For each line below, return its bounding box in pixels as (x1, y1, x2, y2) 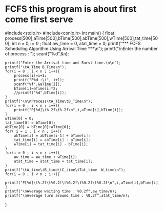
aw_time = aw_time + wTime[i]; (14, 154, 78, 160)
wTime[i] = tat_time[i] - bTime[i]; (14, 141, 89, 146)
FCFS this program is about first (5, 3, 137, 15)
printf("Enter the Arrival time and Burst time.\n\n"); (5, 60, 121, 65)
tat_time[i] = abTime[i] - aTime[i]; (14, 137, 91, 142)
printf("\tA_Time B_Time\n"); (5, 65, 67, 70)
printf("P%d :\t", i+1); (14, 77, 64, 82)
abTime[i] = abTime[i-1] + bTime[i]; (14, 133, 91, 138)
